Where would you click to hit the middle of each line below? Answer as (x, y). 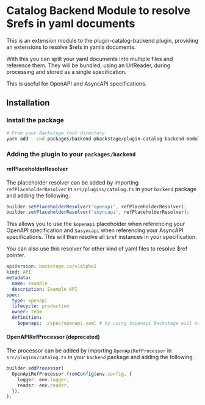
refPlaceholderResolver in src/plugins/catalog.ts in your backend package (102, 189)
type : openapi (30, 301)
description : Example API (45, 289)
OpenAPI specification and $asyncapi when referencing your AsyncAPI (95, 230)
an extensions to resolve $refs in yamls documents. (71, 47)
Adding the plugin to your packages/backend (71, 155)
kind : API (19, 272)
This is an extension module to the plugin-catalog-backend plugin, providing (102, 40)
